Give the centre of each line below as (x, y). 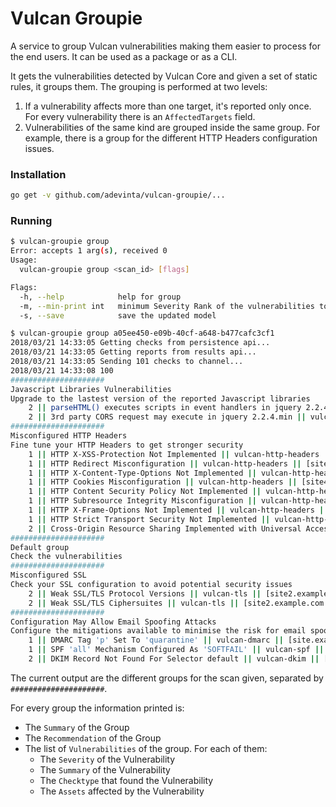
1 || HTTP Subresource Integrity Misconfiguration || (142, 501)
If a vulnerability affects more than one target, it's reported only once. (168, 106)
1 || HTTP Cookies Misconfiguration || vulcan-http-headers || (163, 482)
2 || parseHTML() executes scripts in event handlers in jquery (165, 408)
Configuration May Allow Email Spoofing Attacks (113, 622)
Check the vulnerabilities (66, 557)
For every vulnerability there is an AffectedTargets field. (140, 116)
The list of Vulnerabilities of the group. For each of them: (146, 748)
